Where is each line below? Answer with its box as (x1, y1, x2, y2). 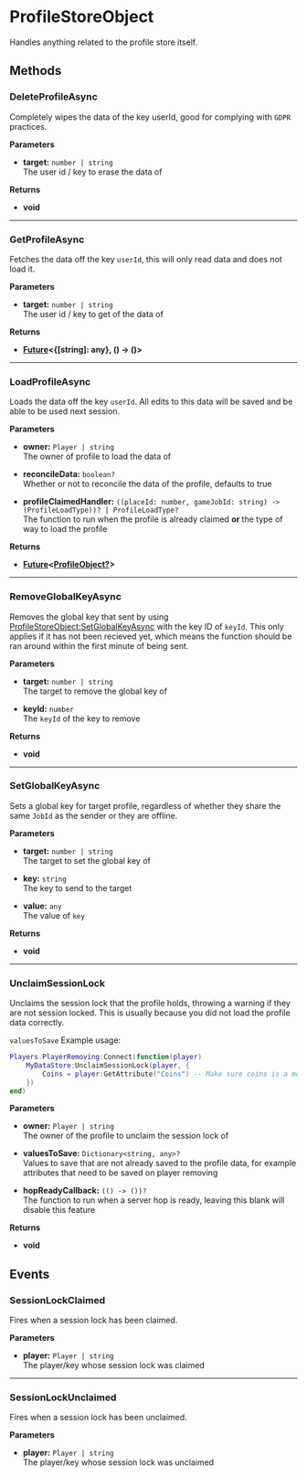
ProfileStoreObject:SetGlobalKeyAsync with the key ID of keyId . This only (9, 621, 285, 632)
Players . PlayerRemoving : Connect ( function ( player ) (9, 1053, 203, 1062)
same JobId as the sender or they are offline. (9, 810, 178, 821)
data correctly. (9, 1017, 65, 1028)
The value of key (22, 909, 85, 920)
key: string (22, 873, 67, 884)
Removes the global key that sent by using (9, 611, 169, 622)
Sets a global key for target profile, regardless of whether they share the (9, 800, 281, 811)
